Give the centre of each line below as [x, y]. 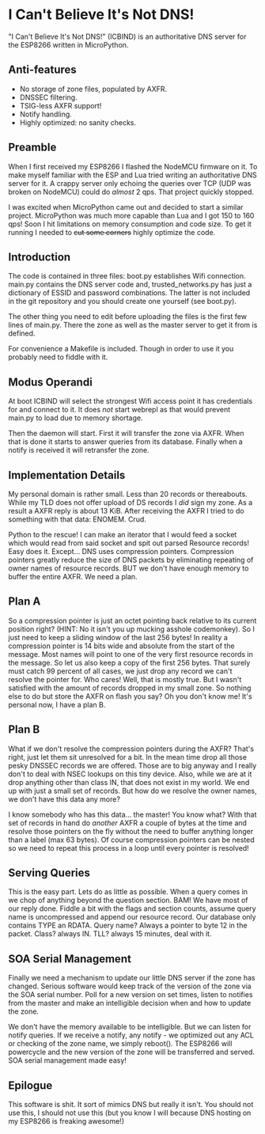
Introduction [40, 257]
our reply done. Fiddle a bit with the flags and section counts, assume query [132, 908]
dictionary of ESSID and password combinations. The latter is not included [129, 293]
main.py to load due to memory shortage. [76, 418]
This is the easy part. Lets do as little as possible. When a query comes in [128, 892]
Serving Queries [49, 873]
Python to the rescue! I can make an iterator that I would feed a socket [123, 535]
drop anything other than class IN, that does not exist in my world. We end [129, 782]
